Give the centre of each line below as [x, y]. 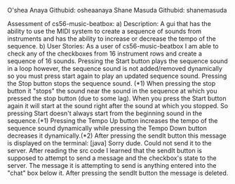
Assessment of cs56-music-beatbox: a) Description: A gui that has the [109, 24]
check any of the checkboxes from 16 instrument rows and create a [105, 53]
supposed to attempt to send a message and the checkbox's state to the [112, 158]
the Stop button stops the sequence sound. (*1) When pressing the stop [112, 83]
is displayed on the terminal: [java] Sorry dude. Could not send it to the [109, 143]
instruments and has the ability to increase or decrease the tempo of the [112, 39]
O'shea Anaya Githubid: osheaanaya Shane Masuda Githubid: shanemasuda [117, 10]
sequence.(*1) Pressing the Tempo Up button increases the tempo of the [113, 121]
